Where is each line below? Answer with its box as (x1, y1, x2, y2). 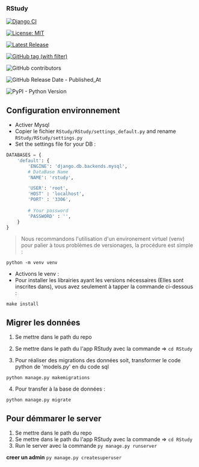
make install (6, 301, 39, 308)
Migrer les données (6, 317, 81, 327)
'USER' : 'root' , (28, 185, 69, 191)
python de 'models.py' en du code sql (14, 363, 109, 371)
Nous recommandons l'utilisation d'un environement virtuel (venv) (20, 235, 185, 243)
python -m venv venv (6, 260, 58, 266)
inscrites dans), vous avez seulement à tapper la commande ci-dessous (14, 283, 194, 290)
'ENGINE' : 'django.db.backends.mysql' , (28, 163, 128, 169)
